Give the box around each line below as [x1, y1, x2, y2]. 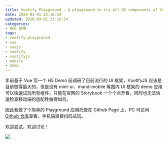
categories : [5, 21, 30, 26]
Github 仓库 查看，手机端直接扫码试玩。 [5, 113, 86, 119]
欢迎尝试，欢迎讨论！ [5, 123, 49, 130]
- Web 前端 [5, 26, 26, 31]
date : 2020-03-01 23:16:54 [5, 12, 61, 17]
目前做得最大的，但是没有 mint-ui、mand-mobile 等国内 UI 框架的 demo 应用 [5, 83, 163, 90]
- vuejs [5, 44, 21, 49]
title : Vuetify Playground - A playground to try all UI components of [5, 7, 157, 12]
